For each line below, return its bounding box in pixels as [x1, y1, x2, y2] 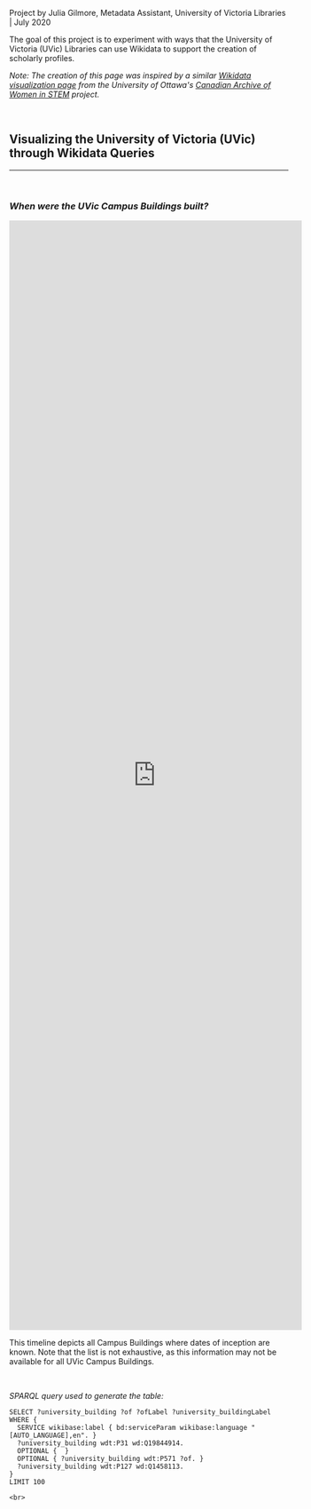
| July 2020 [9, 17, 51, 28]
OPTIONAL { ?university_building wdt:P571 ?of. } [17, 1455, 204, 1464]
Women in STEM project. [9, 89, 100, 99]
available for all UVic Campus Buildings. [9, 1356, 155, 1367]
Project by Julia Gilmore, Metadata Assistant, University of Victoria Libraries [9, 8, 286, 18]
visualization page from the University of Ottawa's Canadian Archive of [9, 80, 272, 90]
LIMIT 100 [9, 1478, 46, 1487]
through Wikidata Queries [9, 146, 155, 161]
